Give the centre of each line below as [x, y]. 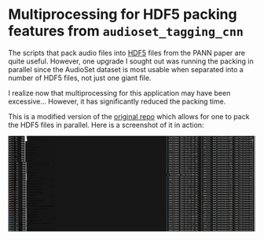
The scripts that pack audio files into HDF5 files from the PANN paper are [127, 53]
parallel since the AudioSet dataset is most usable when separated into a [126, 69]
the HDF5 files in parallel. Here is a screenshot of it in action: [106, 125]
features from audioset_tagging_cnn [126, 31]
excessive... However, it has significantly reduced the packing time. [117, 101]
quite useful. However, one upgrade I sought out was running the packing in [131, 61]
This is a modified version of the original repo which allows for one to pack [129, 116]
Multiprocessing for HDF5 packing [123, 15]
